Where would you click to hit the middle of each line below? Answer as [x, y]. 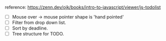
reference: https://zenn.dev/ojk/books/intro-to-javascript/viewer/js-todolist [83, 7]
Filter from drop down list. [39, 22]
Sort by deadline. [30, 28]
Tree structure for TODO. [38, 34]
